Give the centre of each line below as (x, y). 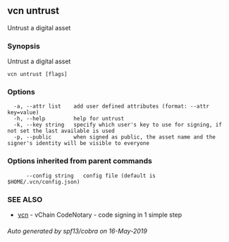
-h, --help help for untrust (69, 119)
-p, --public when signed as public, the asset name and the (115, 137)
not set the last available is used (61, 131)
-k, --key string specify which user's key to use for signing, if (118, 125)
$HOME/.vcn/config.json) (44, 181)
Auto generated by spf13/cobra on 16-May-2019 (78, 231)
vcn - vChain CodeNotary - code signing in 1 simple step (100, 215)
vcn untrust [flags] (38, 75)
